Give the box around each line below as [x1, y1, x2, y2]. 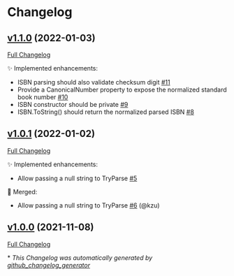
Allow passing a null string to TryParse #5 [17, 174, 138, 182]
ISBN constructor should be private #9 [17, 101, 129, 108]
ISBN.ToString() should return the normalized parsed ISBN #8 [17, 108, 194, 116]
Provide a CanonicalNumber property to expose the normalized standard [17, 85, 227, 94]
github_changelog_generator [7, 261, 91, 269]
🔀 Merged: [7, 187, 38, 196]
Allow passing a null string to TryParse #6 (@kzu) [17, 201, 160, 210]
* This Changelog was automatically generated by [7, 253, 153, 262]
